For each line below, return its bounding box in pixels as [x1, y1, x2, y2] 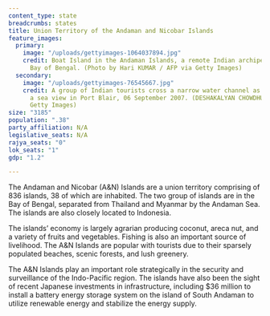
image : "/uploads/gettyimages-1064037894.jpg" [22, 49, 182, 57]
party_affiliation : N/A [8, 124, 88, 132]
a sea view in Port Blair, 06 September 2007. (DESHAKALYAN [29, 94, 235, 102]
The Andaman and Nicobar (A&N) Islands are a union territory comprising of [8, 182, 260, 192]
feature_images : [8, 34, 63, 43]
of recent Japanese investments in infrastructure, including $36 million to [8, 282, 252, 291]
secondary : [15, 71, 52, 79]
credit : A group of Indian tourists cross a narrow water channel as [22, 86, 261, 95]
